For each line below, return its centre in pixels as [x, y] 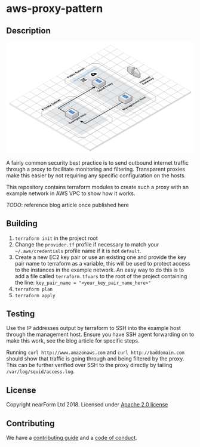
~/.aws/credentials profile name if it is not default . [78, 251]
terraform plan [34, 289]
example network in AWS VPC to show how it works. [71, 193]
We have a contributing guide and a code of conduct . [72, 438]
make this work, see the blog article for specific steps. [73, 341]
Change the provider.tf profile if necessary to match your [87, 244]
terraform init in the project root [56, 238]
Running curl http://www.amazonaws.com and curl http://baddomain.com [96, 352]
